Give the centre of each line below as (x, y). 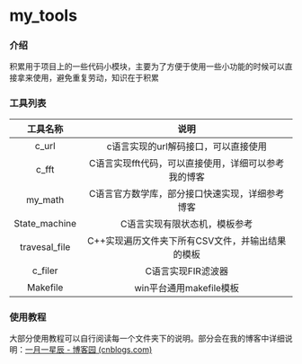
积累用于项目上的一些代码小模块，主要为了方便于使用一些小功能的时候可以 (147, 67)
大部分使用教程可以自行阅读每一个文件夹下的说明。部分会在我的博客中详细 (147, 339)
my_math (45, 200)
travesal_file (45, 246)
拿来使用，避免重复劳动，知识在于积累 (88, 78)
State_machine (45, 223)
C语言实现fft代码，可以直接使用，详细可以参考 (187, 163)
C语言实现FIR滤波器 (187, 271)
